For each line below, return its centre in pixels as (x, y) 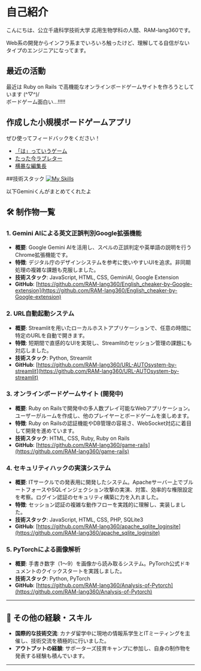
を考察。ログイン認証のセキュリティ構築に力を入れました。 (88, 497)
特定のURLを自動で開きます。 (51, 335)
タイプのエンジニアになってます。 (48, 50)
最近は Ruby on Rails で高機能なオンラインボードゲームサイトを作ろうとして (100, 86)
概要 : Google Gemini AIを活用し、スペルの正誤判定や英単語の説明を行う (103, 247)
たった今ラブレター (39, 158)
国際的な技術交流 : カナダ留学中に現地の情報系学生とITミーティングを (100, 633)
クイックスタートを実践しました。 (83, 571)
